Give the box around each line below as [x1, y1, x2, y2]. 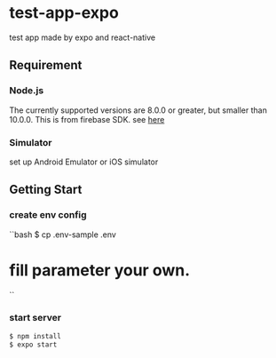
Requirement [9, 58, 83, 73]
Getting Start [9, 182, 83, 197]
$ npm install [9, 331, 62, 340]
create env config [9, 209, 87, 221]
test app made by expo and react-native [9, 32, 156, 43]
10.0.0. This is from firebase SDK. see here [9, 114, 165, 124]
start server [9, 312, 62, 324]
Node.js [9, 84, 44, 97]
